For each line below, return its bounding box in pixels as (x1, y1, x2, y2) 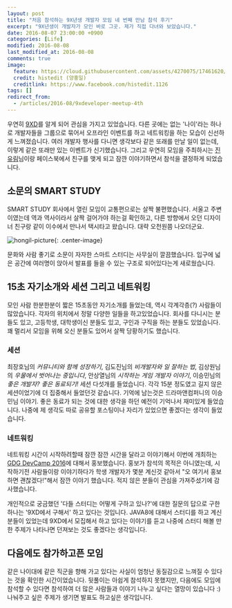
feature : (13, 68, 39, 75)
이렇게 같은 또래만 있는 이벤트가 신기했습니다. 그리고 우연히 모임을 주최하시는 (7, 146, 214, 154)
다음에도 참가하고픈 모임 (7, 547, 104, 560)
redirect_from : (7, 94, 51, 101)
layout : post (7, 10, 45, 17)
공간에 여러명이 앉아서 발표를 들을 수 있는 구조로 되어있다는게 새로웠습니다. (14, 258, 215, 267)
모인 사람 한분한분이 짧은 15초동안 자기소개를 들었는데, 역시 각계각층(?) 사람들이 (7, 301, 222, 309)
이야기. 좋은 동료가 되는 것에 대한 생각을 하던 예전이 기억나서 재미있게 (19, 397, 206, 405)
